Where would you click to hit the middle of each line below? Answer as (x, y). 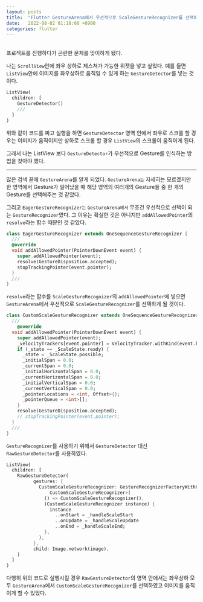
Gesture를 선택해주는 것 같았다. (43, 194)
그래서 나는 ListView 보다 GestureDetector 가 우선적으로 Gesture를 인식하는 (96, 153)
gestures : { (48, 482)
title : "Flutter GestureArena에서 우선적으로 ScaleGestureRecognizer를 (95, 18)
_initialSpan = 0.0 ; (48, 360)
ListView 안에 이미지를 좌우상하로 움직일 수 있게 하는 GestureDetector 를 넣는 (97, 74)
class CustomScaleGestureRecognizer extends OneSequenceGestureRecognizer (102, 315)
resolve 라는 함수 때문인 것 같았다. (46, 222)
